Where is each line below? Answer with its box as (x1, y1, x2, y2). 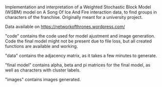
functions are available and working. (5, 43, 78, 49)
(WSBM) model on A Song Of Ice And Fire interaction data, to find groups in (5, 9, 157, 15)
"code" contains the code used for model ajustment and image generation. (5, 33, 155, 39)
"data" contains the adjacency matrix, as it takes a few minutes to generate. (5, 53, 157, 58)
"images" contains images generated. (5, 77, 81, 82)
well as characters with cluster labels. (5, 67, 81, 73)
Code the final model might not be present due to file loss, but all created (5, 38, 152, 44)
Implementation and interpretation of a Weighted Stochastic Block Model (5, 4, 151, 10)
